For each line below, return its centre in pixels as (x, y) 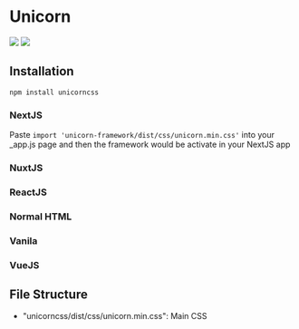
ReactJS (28, 192)
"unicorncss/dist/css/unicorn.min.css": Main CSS (115, 316)
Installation (42, 71)
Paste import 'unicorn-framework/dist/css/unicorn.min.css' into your (142, 135)
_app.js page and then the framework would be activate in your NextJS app (150, 145)
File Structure (48, 295)
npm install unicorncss (54, 92)
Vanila (24, 240)
